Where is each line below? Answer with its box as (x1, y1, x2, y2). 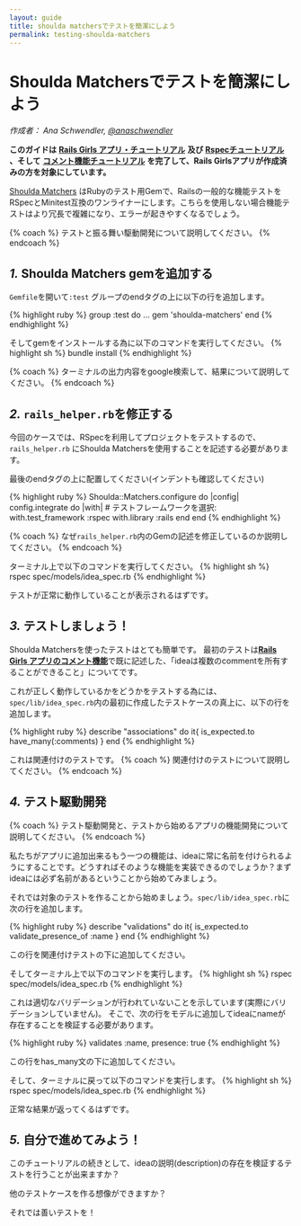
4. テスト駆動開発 (9, 795, 107, 810)
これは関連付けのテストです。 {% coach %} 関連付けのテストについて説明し (9, 754, 291, 765)
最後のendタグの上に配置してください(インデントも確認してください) (9, 473, 265, 484)
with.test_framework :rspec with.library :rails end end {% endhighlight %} (9, 511, 281, 522)
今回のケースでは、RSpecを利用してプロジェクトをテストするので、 (9, 431, 261, 442)
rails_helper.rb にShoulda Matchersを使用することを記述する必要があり (9, 442, 281, 454)
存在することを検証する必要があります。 (9, 1019, 159, 1030)
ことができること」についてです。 (16, 666, 142, 677)
